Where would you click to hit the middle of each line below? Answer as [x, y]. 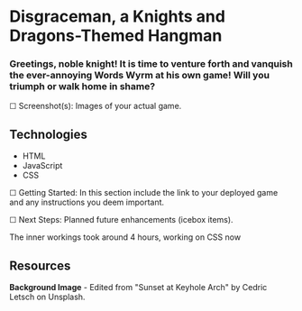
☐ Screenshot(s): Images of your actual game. [96, 106]
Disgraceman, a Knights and [117, 17]
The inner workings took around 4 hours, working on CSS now [125, 237]
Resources [40, 265]
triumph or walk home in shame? [82, 87]
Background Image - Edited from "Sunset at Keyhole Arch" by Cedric [138, 288]
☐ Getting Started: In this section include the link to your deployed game [144, 193]
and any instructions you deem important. [87, 202]
